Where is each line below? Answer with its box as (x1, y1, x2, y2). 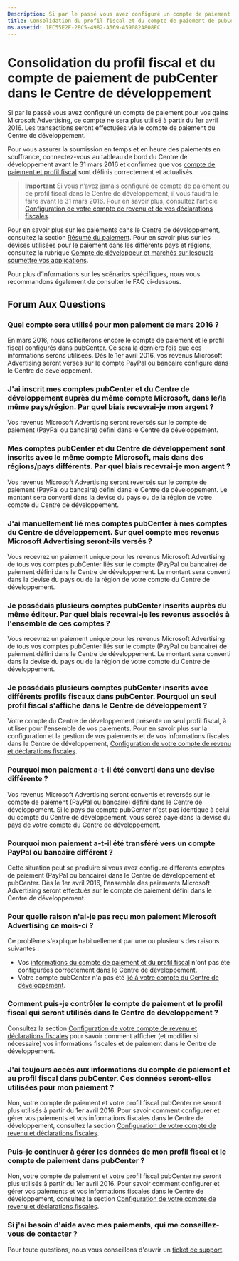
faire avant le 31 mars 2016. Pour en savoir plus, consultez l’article (24, 197, 218, 206)
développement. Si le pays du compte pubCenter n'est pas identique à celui (7, 805, 230, 814)
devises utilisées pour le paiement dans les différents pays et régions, (7, 241, 212, 250)
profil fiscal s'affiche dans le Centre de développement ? (7, 700, 208, 710)
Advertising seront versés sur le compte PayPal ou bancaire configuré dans (7, 358, 229, 367)
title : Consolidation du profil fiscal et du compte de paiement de (7, 17, 215, 24)
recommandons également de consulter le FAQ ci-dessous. (7, 278, 181, 286)
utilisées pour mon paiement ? (7, 1082, 115, 1092)
